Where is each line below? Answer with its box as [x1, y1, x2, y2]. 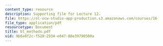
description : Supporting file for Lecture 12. [5, 11, 101, 16]
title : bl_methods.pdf [5, 29, 51, 34]
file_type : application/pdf [5, 20, 62, 25]
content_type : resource [5, 7, 53, 12]
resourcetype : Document [5, 25, 53, 30]
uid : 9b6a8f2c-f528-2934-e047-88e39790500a [5, 34, 95, 39]
